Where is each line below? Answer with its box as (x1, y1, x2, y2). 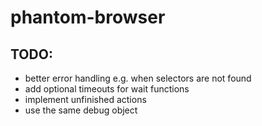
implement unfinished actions (24, 94, 147, 105)
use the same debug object (24, 104, 138, 116)
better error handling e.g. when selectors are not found (24, 72, 252, 84)
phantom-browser (10, 6, 166, 29)
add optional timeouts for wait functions (24, 83, 190, 95)
